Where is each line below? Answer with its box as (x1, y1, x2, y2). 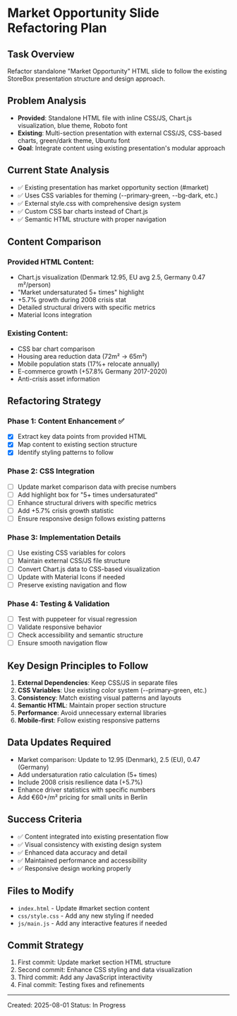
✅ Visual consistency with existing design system (17, 840, 162, 848)
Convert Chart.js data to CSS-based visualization (17, 565, 161, 573)
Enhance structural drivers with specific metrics (17, 498, 157, 507)
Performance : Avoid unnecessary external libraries (17, 709, 167, 717)
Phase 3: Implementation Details (7, 533, 121, 543)
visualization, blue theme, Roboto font (17, 121, 128, 129)
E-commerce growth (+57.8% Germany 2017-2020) (17, 366, 168, 376)
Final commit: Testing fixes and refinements (17, 981, 145, 989)
